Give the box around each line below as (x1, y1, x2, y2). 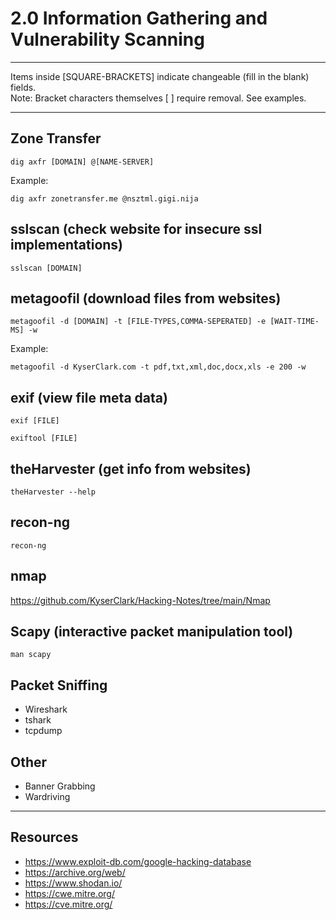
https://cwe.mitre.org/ (24, 887, 115, 899)
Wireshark (24, 703, 68, 716)
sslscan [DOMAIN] (10, 263, 83, 273)
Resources (10, 829, 79, 846)
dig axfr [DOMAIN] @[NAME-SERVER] (10, 157, 155, 167)
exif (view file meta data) (10, 389, 168, 406)
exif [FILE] (10, 416, 60, 426)
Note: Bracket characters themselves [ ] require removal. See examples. (10, 92, 307, 104)
